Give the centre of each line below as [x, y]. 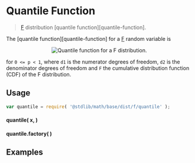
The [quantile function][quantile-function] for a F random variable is [89, 39]
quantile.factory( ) [29, 133]
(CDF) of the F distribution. [39, 74]
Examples [25, 152]
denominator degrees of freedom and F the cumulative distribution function [98, 68]
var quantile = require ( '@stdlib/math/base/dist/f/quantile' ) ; [88, 107]
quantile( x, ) [22, 120]
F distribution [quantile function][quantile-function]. [83, 27]
